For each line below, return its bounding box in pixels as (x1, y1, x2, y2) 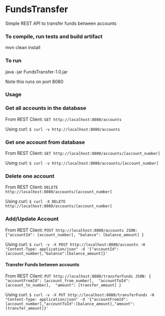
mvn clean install (5, 45, 41, 51)
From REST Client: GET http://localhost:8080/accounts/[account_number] (5, 150, 160, 156)
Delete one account (5, 172, 55, 179)
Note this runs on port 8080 (5, 78, 63, 85)
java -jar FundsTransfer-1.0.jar (5, 68, 68, 74)
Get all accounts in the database (5, 105, 86, 112)
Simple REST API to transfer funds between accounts (5, 20, 117, 26)
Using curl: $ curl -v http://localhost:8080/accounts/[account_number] (5, 160, 159, 166)
